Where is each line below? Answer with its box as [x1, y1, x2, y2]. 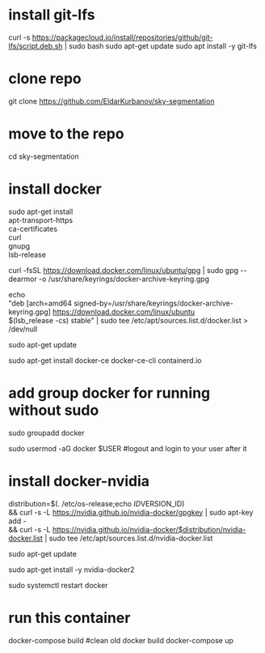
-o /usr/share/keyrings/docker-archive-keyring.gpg [39, 274, 210, 284]
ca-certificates [8, 224, 58, 233]
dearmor [8, 274, 38, 284]
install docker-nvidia [8, 472, 150, 490]
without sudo [8, 401, 99, 419]
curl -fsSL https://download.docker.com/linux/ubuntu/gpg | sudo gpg [8, 265, 239, 275]
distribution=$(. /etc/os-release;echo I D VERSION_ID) [8, 498, 185, 508]
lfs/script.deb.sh [8, 41, 63, 50]
